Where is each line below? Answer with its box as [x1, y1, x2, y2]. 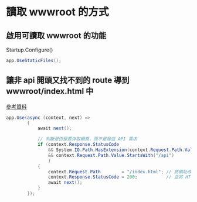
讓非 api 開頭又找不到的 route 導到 [6, 76, 130, 85]
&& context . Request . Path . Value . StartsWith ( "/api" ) [47, 152, 175, 158]
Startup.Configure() [6, 46, 53, 53]
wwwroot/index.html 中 [6, 86, 94, 97]
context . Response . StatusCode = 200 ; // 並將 [47, 174, 184, 180]
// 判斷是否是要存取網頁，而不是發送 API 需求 [37, 136, 138, 142]
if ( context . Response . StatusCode [37, 142, 119, 148]
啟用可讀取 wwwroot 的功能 [6, 30, 107, 40]
